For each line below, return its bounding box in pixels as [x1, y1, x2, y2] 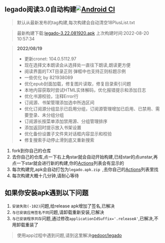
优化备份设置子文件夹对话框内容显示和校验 [24, 130, 112, 136]
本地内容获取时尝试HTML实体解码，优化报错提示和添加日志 [24, 87, 147, 93]
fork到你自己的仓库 [11, 147, 51, 153]
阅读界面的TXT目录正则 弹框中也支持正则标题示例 [24, 68, 126, 74]
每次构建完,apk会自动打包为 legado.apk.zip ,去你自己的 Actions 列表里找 [11, 166, 159, 172]
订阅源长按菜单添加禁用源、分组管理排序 [24, 118, 108, 124]
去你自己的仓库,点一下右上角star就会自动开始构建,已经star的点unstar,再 [11, 153, 158, 159]
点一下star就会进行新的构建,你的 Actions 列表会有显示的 [11, 160, 124, 166]
